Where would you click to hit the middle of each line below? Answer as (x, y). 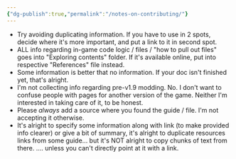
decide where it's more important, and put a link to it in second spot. (117, 42)
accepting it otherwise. (50, 118)
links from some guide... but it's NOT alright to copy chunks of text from (122, 140)
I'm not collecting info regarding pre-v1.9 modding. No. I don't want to (119, 87)
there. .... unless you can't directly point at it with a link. (98, 148)
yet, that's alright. (43, 80)
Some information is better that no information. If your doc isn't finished (122, 72)
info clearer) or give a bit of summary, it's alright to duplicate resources (121, 133)
